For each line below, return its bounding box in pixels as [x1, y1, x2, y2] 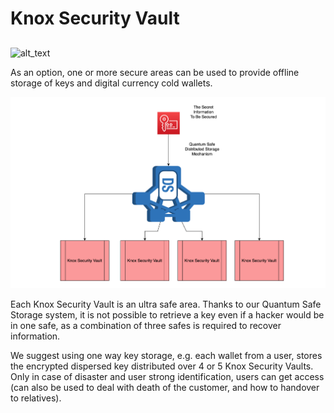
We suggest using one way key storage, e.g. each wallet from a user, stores [10, 350, 323, 362]
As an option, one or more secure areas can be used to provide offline [10, 66, 300, 78]
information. [10, 330, 61, 342]
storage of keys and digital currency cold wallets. [10, 77, 213, 89]
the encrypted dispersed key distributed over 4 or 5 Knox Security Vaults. [10, 360, 314, 372]
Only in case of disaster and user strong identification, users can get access [10, 371, 325, 383]
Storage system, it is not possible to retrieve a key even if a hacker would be [10, 309, 325, 321]
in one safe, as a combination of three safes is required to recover [10, 320, 282, 332]
